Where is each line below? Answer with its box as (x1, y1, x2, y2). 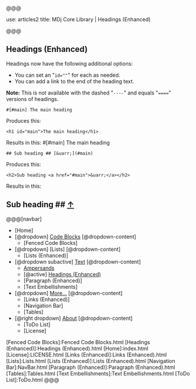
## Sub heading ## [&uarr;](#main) (6, 150, 94, 156)
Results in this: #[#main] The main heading (6, 139, 110, 146)
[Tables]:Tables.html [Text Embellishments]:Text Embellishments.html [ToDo (6, 370, 190, 377)
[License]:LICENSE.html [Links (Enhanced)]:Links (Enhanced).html (6, 351, 167, 358)
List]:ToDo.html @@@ (6, 376, 59, 383)
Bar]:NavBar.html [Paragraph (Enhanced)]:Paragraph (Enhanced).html (6, 364, 175, 371)
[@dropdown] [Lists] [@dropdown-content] (14, 246, 121, 253)
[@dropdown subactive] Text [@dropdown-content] (14, 258, 141, 265)
